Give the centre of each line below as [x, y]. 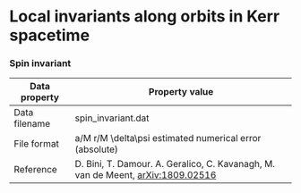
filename [32, 124]
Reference [36, 170]
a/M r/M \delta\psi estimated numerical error [168, 138]
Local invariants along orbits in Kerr [145, 17]
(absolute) [97, 149]
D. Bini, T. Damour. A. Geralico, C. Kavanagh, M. [175, 164]
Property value [181, 92]
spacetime [50, 35]
